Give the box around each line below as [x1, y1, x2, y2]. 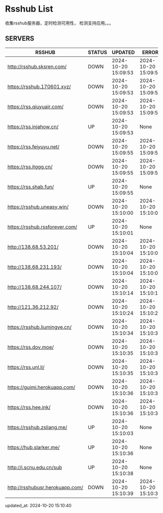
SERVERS [5, 34, 34, 43]
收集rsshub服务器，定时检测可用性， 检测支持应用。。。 [5, 20, 114, 26]
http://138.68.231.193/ [7, 263, 62, 270]
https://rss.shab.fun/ [7, 183, 54, 190]
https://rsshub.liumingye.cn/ [7, 324, 72, 330]
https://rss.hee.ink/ [7, 404, 51, 410]
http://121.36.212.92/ [7, 304, 59, 310]
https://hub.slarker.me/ [7, 444, 60, 450]
